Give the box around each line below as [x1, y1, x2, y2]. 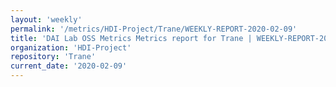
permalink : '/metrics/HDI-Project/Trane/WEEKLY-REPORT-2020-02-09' [10, 24, 298, 34]
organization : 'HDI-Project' [10, 42, 132, 53]
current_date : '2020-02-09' [10, 61, 128, 71]
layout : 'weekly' [10, 14, 83, 25]
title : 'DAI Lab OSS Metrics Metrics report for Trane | [10, 33, 253, 43]
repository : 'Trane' [10, 52, 97, 62]
